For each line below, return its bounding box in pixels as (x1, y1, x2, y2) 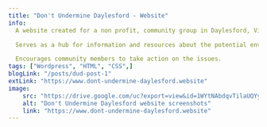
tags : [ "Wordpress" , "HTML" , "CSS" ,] (8, 63, 133, 71)
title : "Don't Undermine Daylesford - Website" (8, 11, 169, 20)
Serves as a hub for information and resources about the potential (15, 40, 247, 48)
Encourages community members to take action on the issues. (15, 55, 222, 63)
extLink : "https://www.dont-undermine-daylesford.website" (8, 77, 208, 85)
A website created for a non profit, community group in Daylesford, (15, 26, 250, 34)
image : (8, 84, 30, 92)
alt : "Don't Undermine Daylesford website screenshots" (22, 99, 212, 107)
